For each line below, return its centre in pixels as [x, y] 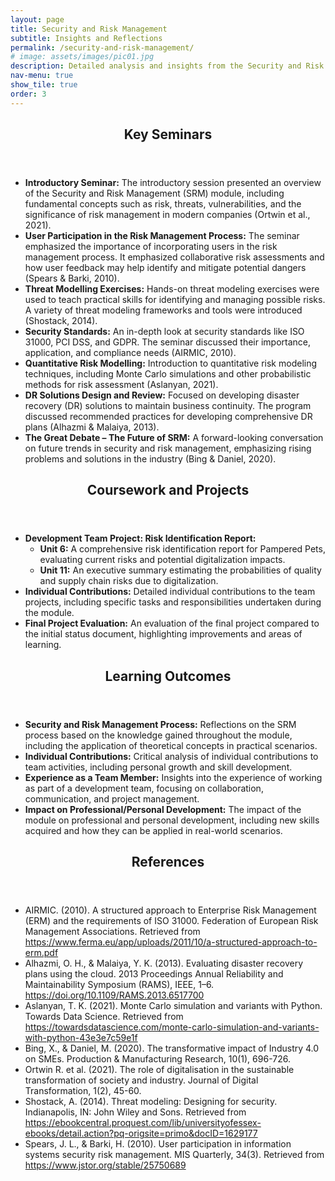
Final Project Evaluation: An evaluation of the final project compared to [172, 623]
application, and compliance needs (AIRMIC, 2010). [130, 353]
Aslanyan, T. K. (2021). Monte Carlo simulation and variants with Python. [173, 1006]
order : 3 [28, 94]
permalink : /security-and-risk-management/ [102, 47]
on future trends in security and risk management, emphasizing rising [168, 448]
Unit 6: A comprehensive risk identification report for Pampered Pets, [182, 549]
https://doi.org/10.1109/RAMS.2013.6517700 [114, 995]
